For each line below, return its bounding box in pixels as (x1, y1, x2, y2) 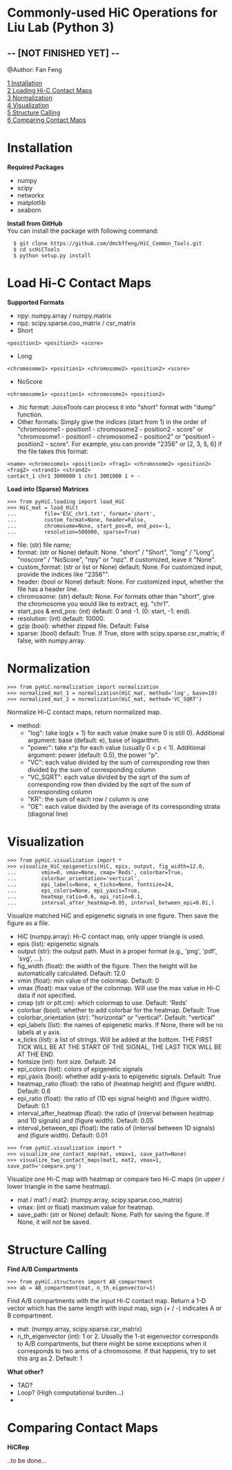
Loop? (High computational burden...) (17, 1388, 124, 1397)
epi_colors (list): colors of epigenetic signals (17, 1065, 143, 1073)
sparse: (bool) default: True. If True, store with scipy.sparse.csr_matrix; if (17, 629, 225, 637)
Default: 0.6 (17, 1087, 51, 1095)
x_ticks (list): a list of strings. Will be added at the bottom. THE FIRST (17, 1035, 213, 1044)
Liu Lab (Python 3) (7, 19, 115, 35)
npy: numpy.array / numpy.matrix (17, 311, 112, 320)
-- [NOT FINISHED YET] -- (7, 47, 120, 59)
